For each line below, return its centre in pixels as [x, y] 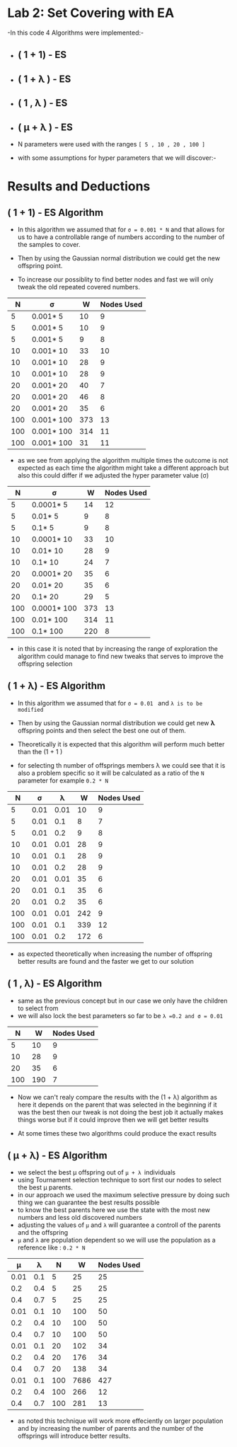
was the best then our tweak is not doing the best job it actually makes [121, 1112]
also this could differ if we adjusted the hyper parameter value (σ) [113, 475]
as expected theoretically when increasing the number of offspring [115, 954]
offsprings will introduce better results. [74, 1436]
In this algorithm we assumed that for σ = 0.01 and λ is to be [110, 703]
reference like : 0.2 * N [51, 1247]
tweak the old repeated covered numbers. [79, 287]
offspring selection [45, 664]
